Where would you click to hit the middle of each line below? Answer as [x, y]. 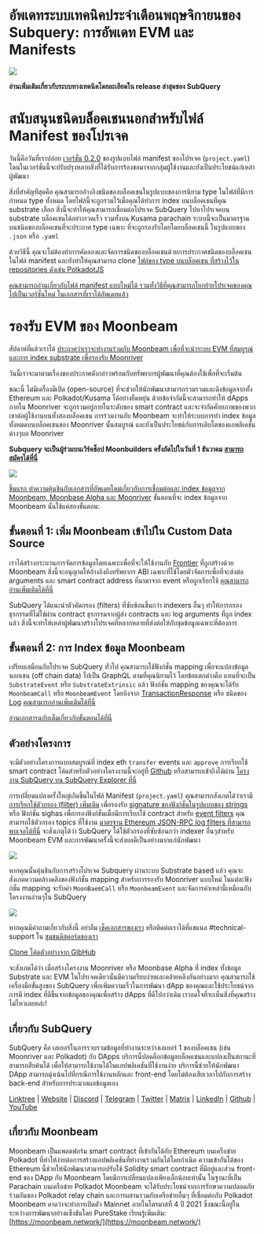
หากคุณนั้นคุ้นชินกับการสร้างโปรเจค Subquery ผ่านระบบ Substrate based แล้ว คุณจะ [126, 871]
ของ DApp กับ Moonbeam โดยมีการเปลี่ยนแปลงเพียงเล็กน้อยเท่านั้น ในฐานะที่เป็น [132, 1177]
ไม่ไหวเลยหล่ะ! [28, 1003]
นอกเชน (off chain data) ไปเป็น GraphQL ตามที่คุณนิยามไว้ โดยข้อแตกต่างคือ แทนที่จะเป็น [132, 676]
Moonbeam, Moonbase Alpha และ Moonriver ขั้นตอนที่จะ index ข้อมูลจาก [118, 497]
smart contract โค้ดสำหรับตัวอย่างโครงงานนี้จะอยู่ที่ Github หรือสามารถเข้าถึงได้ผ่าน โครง [129, 771]
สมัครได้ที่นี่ [24, 458]
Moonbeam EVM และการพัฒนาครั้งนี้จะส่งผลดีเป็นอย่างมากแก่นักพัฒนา [105, 840]
